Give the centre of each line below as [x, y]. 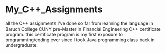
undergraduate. [22, 45]
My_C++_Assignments [54, 9]
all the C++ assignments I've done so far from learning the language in [79, 23]
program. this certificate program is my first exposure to [64, 34]
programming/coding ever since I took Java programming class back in [80, 40]
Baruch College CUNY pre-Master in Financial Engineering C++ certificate [83, 29]
